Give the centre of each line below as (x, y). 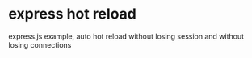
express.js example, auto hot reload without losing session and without (126, 36)
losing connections (40, 44)
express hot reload (73, 14)
